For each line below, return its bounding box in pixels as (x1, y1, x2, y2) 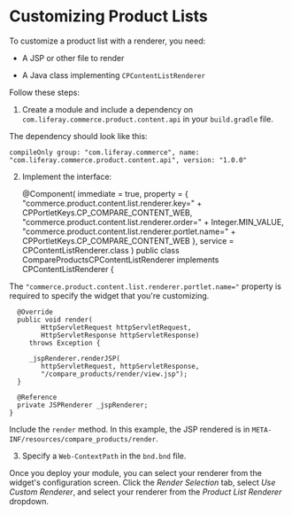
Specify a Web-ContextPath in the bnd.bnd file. (21, 450, 187, 461)
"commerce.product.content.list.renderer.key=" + (21, 198, 203, 208)
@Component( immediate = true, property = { (21, 188, 188, 199)
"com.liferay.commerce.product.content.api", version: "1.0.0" (9, 155, 248, 165)
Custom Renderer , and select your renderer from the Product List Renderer (9, 486, 282, 497)
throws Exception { (28, 339, 101, 347)
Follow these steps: (9, 87, 80, 98)
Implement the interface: (21, 171, 112, 182)
